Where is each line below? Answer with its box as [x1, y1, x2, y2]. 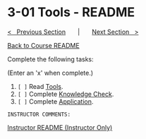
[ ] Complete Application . [17, 97, 94, 106]
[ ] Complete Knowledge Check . [17, 90, 114, 98]
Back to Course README [7, 41, 80, 49]
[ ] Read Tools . [17, 82, 63, 90]
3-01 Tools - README [7, 4, 135, 20]
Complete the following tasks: [7, 54, 94, 64]
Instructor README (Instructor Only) [7, 123, 113, 131]
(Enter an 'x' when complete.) [7, 68, 94, 77]
